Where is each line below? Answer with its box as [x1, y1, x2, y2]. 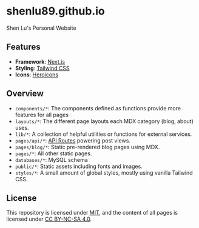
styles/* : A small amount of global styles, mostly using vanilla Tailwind [15, 169, 193, 176]
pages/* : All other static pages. [15, 150, 92, 157]
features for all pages [15, 111, 69, 118]
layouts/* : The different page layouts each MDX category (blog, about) [15, 117, 194, 125]
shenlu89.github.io [6, 4, 105, 18]
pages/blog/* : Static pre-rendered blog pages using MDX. [15, 143, 160, 150]
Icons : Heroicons [15, 71, 59, 78]
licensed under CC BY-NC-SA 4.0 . [6, 215, 92, 223]
